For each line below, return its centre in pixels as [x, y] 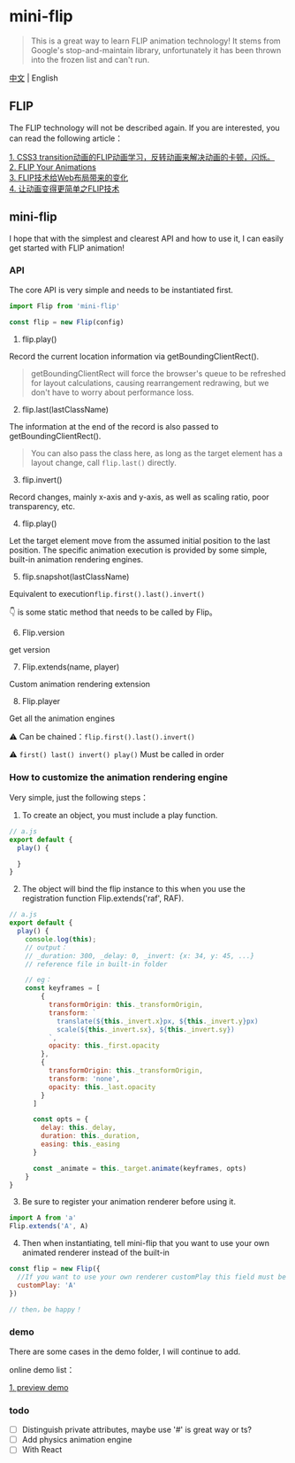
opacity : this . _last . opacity [102, 1087]
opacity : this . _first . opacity [104, 1046]
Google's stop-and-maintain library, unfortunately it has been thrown [156, 50]
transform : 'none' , [84, 1079]
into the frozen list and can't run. [90, 59]
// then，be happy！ [45, 1309]
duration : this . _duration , [91, 1136]
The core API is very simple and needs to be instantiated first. [121, 290]
